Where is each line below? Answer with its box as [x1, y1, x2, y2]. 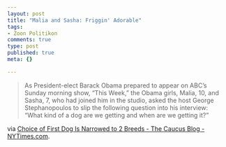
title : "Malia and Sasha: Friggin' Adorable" [7, 17, 142, 24]
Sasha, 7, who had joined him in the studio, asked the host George [24, 96, 214, 104]
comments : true [7, 36, 52, 43]
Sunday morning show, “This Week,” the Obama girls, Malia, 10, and [24, 88, 220, 97]
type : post [7, 43, 39, 50]
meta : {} [7, 56, 33, 63]
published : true [7, 50, 54, 57]
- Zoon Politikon [7, 29, 58, 37]
